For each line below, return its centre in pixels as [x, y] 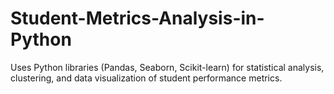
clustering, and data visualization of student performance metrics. [146, 78]
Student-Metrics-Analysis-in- [137, 18]
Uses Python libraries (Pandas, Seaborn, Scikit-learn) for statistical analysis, [167, 67]
